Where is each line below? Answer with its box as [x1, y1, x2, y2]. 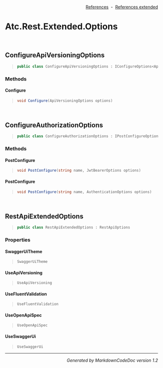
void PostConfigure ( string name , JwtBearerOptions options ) [16, 168, 141, 173]
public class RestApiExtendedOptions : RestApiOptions [16, 225, 130, 230]
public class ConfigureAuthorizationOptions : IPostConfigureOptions [16, 134, 161, 139]
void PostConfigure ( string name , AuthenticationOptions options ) [16, 189, 152, 194]
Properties [5, 237, 31, 243]
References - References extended [85, 4, 158, 10]
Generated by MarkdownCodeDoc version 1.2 [66, 357, 158, 363]
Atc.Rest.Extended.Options [5, 21, 118, 32]
